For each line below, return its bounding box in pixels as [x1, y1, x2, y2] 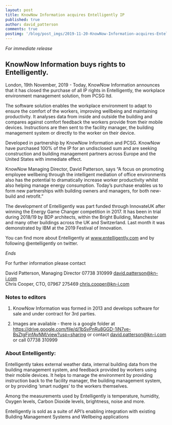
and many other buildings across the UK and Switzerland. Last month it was [5, 219, 165, 225]
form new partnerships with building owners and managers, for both [5, 187, 149, 194]
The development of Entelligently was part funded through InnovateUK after [5, 203, 165, 209]
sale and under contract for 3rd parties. [12, 311, 96, 317]
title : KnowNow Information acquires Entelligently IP [5, 12, 125, 17]
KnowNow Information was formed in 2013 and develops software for [12, 305, 160, 311]
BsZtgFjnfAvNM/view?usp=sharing [12, 331, 87, 338]
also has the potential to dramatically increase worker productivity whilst [5, 177, 159, 183]
